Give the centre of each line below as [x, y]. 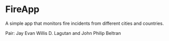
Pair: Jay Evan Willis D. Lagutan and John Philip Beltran [63, 33]
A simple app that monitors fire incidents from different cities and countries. [84, 23]
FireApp [22, 9]
